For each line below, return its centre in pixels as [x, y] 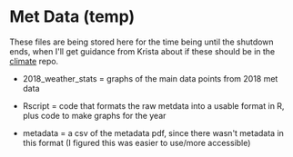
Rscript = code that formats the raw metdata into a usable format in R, [153, 105]
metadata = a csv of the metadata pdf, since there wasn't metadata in [153, 132]
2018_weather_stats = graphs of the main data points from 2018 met [150, 78]
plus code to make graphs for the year [94, 115]
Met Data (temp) [72, 17]
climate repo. [34, 61]
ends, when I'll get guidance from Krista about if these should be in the [142, 51]
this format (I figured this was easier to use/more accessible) [136, 142]
